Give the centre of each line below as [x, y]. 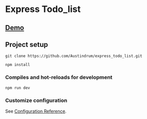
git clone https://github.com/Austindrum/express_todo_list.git [74, 56]
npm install [18, 65]
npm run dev [18, 88]
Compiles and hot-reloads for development [59, 77]
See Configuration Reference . [36, 111]
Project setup [27, 44]
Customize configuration [36, 100]
